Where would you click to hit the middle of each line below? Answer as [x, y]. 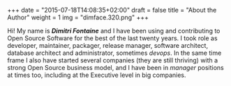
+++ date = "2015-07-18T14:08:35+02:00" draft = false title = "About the [112, 10]
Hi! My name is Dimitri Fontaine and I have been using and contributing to [114, 31]
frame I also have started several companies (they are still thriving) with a [113, 60]
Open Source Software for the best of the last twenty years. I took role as [112, 38]
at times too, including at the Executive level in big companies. [97, 75]
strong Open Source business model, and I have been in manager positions [116, 68]
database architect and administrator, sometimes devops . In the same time [114, 53]
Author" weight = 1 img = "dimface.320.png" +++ [78, 17]
